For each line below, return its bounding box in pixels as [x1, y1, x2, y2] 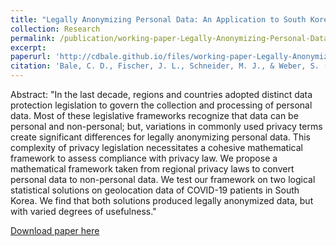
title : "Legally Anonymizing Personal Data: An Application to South [10, 14, 307, 25]
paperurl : [10, 52, 52, 62]
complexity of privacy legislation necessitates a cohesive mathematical [10, 142, 303, 153]
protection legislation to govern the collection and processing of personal [10, 99, 313, 111]
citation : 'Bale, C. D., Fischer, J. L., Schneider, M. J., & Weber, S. [10, 61, 320, 71]
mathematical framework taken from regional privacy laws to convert [10, 163, 295, 175]
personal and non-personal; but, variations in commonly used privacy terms [10, 121, 323, 132]
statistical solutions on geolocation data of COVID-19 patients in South [10, 184, 300, 196]
